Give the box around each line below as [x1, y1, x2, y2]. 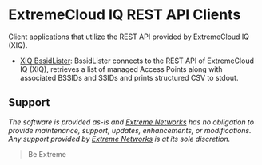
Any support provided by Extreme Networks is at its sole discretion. [8, 134, 231, 143]
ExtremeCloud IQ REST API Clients [8, 6, 241, 24]
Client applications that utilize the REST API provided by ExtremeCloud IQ [8, 32, 250, 41]
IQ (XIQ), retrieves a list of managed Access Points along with [19, 64, 223, 73]
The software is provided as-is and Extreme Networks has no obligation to [8, 117, 254, 127]
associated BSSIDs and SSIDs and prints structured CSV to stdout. [19, 73, 239, 82]
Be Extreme [27, 149, 66, 159]
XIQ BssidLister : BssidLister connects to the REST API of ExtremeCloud [19, 56, 254, 65]
